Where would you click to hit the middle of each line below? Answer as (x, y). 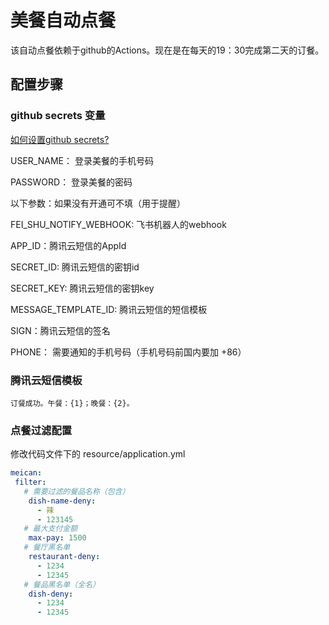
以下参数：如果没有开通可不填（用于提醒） (98, 203)
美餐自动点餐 (63, 20)
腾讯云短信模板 (46, 380)
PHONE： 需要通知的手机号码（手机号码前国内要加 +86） (128, 352)
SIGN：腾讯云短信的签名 (60, 330)
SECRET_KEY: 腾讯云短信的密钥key (82, 288)
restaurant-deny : (64, 557)
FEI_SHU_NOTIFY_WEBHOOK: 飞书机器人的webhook (118, 224)
